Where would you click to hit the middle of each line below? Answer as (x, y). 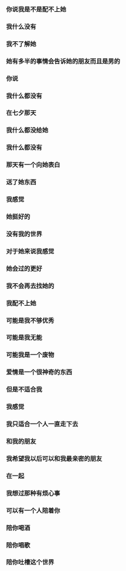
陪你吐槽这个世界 (30, 562)
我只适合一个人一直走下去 (42, 424)
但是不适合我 (24, 390)
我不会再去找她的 (30, 286)
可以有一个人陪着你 (33, 510)
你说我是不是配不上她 (36, 9)
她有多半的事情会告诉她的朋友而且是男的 (63, 61)
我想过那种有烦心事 (33, 493)
